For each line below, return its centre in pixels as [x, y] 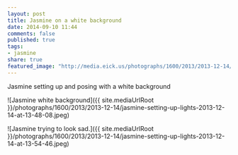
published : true [31, 40]
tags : [15, 46]
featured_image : [31, 66]
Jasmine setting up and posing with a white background [89, 86]
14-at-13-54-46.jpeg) [38, 143]
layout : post [27, 14]
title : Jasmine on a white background [64, 20]
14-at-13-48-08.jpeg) [38, 115]
